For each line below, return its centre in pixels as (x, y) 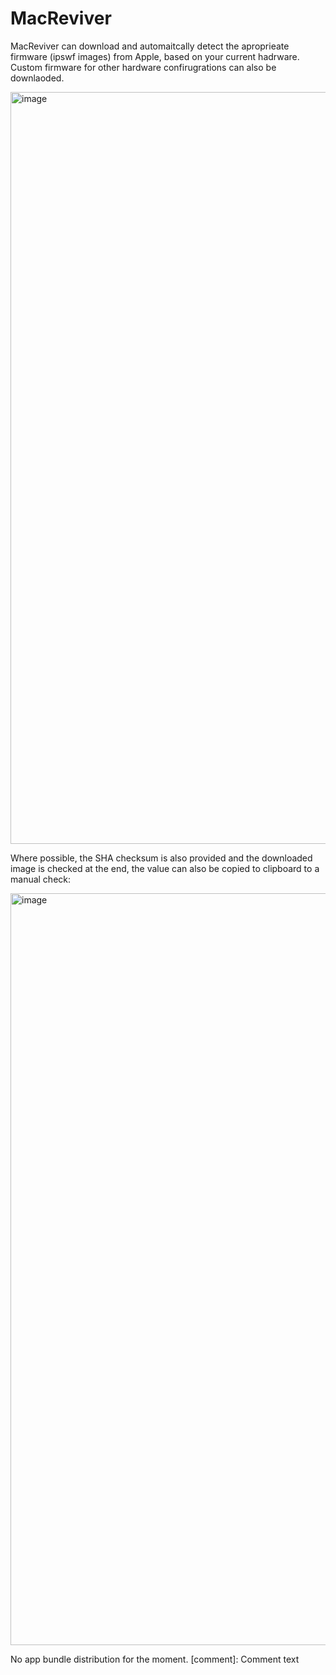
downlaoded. (37, 78)
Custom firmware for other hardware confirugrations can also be (143, 67)
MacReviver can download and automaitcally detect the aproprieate (150, 46)
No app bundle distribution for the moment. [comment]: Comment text (155, 1659)
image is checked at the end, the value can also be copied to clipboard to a (165, 868)
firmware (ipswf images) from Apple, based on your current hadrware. (155, 56)
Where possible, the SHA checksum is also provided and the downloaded (161, 858)
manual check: (41, 879)
